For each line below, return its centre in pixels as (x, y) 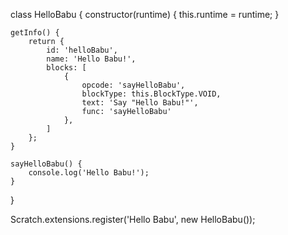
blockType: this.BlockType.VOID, (151, 94)
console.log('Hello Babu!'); (89, 173)
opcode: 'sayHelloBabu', (133, 85)
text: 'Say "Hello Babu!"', (140, 103)
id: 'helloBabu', (82, 50)
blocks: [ (66, 68)
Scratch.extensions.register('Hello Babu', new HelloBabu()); (133, 219)
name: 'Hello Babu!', (91, 59)
